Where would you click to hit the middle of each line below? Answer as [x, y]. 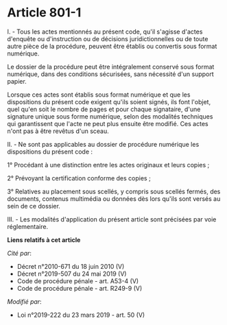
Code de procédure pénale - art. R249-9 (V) [80, 288]
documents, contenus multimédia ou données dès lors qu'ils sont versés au [114, 198]
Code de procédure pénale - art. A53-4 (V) [78, 281]
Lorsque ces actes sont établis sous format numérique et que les [99, 95]
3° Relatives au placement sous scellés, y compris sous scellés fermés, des [114, 191]
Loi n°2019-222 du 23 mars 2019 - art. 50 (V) [81, 315]
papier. [17, 81]
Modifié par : [25, 301]
